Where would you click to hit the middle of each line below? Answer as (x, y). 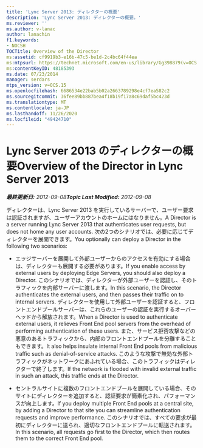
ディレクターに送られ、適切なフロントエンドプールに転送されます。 (111, 425)
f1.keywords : (23, 40)
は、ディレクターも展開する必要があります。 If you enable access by (100, 266)
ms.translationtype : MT (36, 102)
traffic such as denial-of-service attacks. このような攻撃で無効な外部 (101, 354)
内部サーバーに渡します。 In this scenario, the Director (114, 288)
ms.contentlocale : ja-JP (38, 108)
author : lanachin (28, 35)
